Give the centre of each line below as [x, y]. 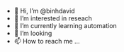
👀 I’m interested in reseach [53, 18]
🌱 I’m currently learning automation [65, 26]
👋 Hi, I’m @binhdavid [45, 11]
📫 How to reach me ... [47, 41]
